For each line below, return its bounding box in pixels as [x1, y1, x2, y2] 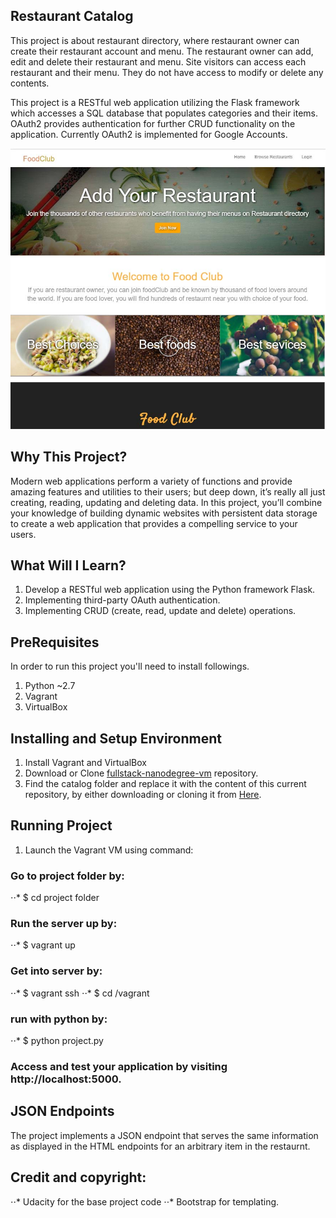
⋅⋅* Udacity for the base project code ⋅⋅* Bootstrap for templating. [10, 1195, 280, 1208]
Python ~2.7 [24, 680, 76, 692]
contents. [10, 77, 50, 89]
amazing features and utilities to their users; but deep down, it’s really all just [10, 485, 326, 498]
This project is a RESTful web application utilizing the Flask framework [10, 96, 300, 108]
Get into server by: [10, 964, 103, 978]
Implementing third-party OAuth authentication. [24, 594, 221, 606]
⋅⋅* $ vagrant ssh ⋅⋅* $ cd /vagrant [10, 987, 150, 999]
